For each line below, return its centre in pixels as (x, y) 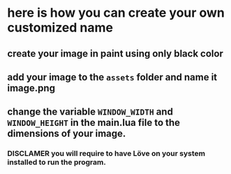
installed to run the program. (57, 162)
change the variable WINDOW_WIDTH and (90, 112)
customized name (60, 28)
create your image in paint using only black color (115, 53)
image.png (31, 88)
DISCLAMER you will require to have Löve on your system (106, 154)
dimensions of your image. (67, 134)
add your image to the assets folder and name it (112, 77)
